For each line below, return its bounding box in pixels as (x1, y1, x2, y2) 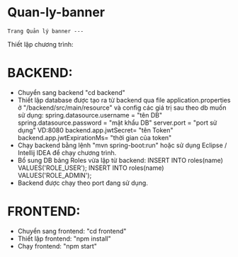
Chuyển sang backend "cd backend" (17, 88, 125, 96)
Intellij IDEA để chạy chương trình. (17, 148, 117, 156)
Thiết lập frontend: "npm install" (17, 234, 111, 243)
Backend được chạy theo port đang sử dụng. (17, 178, 149, 187)
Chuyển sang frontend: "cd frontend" (17, 227, 127, 235)
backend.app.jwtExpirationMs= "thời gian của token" (17, 133, 172, 142)
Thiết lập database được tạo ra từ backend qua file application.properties (17, 96, 231, 104)
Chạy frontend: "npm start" (17, 241, 98, 250)
